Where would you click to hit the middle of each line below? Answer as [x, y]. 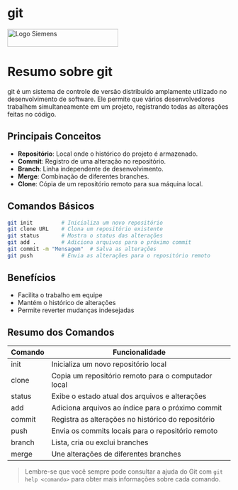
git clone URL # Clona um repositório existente [85, 229]
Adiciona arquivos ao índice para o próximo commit [137, 408]
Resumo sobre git [60, 72]
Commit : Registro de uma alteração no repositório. [92, 161]
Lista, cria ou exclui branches [100, 442]
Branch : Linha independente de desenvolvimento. [91, 169]
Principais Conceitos [54, 137]
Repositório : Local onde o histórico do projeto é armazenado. [108, 154]
